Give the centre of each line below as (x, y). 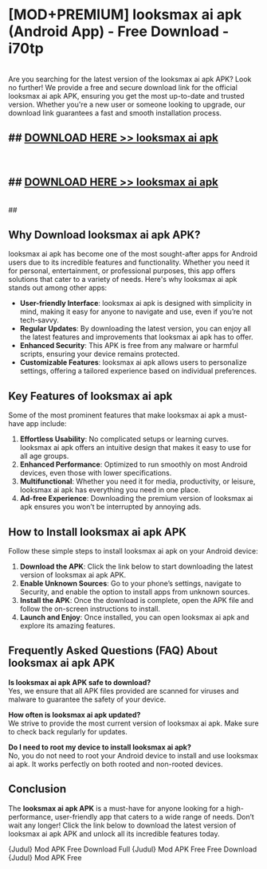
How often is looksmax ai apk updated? (75, 714)
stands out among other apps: (58, 288)
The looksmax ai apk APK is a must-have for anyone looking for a (116, 808)
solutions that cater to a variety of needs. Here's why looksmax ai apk (123, 280)
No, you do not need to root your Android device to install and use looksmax (133, 755)
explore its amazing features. (67, 626)
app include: (46, 424)
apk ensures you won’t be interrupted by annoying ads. (110, 507)
